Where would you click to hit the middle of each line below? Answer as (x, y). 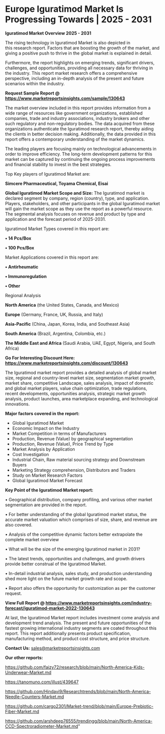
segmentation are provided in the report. (46, 505)
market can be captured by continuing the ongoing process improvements (80, 159)
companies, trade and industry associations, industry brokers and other (77, 118)
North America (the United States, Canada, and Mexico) (62, 305)
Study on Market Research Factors (47, 475)
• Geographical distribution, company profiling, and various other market (79, 499)
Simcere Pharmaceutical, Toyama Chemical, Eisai (57, 183)
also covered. (19, 524)
